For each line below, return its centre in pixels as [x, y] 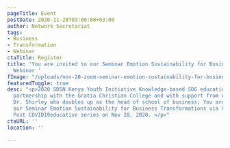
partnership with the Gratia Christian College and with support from [116, 96]
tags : [15, 32]
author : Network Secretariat [49, 26]
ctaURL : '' [23, 121]
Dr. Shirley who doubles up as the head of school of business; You [113, 102]
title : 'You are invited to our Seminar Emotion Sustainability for [107, 64]
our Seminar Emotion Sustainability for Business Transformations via [116, 108]
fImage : [18, 77]
